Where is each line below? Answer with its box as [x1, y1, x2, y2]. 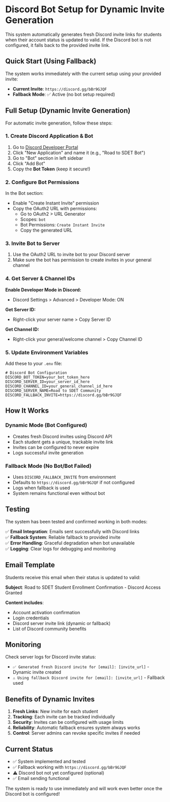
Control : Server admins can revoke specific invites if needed [12, 730, 140, 736]
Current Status [5, 745, 53, 754]
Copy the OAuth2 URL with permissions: [12, 206, 98, 212]
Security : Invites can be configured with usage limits [12, 719, 124, 725]
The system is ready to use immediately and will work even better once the [5, 786, 163, 792]
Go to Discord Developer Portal [12, 144, 78, 150]
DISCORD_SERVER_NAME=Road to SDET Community [5, 388, 101, 393]
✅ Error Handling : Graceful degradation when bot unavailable [5, 540, 135, 546]
